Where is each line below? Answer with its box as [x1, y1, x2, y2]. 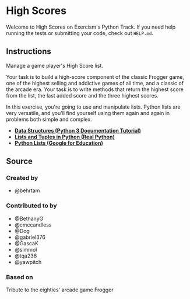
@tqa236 [14, 252, 37, 259]
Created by [6, 174, 38, 182]
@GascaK [14, 239, 39, 246]
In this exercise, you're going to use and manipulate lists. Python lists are [6, 103, 181, 110]
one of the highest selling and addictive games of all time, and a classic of [6, 79, 184, 86]
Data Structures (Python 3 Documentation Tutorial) [14, 127, 142, 134]
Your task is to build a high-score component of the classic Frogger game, [6, 73, 185, 80]
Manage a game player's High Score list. [6, 62, 103, 69]
